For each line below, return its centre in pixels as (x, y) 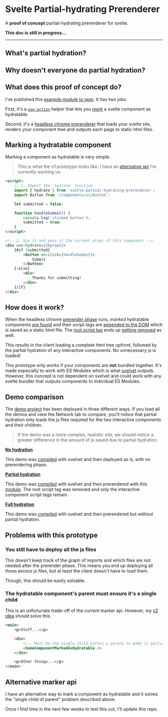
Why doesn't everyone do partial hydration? (75, 70)
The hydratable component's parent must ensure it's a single (81, 593)
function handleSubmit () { (42, 213)
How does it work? (35, 307)
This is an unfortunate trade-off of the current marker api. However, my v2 (82, 610)
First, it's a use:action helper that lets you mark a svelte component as (78, 109)
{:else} (22, 268)
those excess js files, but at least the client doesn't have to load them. (77, 570)
